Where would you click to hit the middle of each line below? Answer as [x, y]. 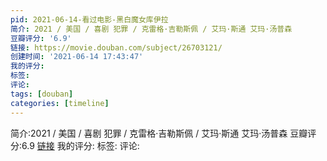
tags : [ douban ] [42, 94]
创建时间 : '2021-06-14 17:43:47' [77, 57]
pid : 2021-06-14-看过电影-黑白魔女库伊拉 [89, 19]
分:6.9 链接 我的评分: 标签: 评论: [75, 145]
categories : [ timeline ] [60, 103]
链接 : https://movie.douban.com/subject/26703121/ [116, 47]
